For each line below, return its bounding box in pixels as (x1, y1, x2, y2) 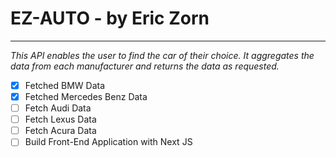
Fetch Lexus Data (24, 113, 97, 126)
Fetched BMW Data (24, 79, 106, 91)
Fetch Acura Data (24, 125, 97, 137)
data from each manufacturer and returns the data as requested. (10, 60, 280, 72)
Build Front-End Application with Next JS (24, 136, 193, 148)
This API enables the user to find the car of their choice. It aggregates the (10, 49, 315, 61)
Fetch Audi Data (24, 102, 92, 114)
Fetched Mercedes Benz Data (24, 91, 148, 102)
